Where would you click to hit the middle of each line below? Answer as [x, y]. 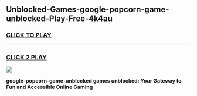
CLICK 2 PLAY [26, 57]
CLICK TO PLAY [29, 35]
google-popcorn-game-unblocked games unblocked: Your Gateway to [94, 80]
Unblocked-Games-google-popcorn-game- [88, 10]
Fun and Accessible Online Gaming [50, 87]
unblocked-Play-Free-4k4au [60, 19]
